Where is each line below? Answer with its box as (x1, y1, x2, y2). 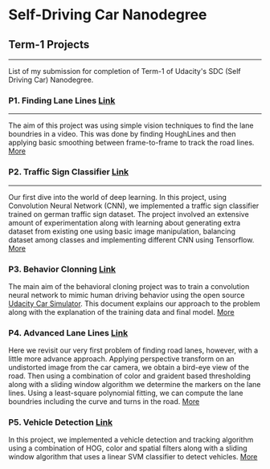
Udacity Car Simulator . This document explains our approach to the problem (8, 299, 261, 308)
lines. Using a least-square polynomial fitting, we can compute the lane (8, 388, 243, 398)
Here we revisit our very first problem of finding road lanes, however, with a (8, 345, 259, 355)
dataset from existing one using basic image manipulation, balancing (8, 226, 235, 236)
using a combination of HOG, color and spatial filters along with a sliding (8, 443, 247, 453)
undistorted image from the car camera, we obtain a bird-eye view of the (8, 363, 249, 373)
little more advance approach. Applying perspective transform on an (8, 354, 235, 364)
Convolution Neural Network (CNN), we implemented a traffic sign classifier (8, 201, 260, 210)
